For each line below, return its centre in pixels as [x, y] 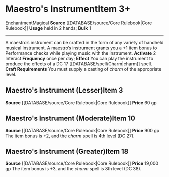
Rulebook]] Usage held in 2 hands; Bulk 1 [48, 28]
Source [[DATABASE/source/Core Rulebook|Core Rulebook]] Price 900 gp [82, 130]
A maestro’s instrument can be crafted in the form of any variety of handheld [84, 42]
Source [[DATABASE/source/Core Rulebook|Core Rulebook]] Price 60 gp [81, 102]
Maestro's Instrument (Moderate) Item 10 [70, 118]
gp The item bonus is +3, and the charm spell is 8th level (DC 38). [73, 169]
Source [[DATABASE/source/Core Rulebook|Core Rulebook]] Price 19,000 [82, 163]
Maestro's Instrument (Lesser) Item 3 [64, 90]
